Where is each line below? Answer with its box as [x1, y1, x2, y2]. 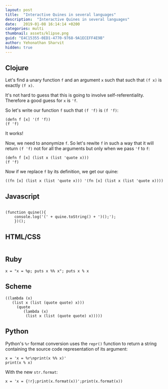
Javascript [5, 192, 40, 201]
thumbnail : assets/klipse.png [5, 31, 69, 36]
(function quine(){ [5, 210, 46, 215]
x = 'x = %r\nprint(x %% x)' [5, 356, 67, 361]
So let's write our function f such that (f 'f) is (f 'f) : [5, 107, 119, 114]
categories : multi [5, 26, 44, 31]
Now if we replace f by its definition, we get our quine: [5, 169, 119, 175]
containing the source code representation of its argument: [5, 346, 128, 352]
